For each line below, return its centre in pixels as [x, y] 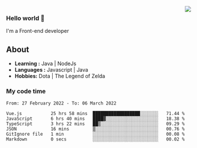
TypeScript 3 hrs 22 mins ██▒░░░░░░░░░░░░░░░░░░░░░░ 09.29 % [95, 124]
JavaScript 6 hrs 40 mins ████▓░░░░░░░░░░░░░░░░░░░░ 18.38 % [95, 119]
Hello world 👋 [26, 18]
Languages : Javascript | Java [51, 70]
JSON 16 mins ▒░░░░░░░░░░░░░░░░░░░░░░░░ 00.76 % [95, 129]
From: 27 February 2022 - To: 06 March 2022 [61, 103]
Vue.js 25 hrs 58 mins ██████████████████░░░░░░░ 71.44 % [95, 114]
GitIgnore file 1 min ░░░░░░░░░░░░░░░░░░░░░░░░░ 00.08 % [95, 134]
